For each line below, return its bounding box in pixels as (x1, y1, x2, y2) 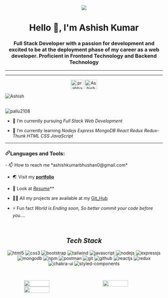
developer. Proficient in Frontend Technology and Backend (11, 53, 157, 60)
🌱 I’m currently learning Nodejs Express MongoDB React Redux (12, 128, 143, 134)
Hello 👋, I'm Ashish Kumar (29, 22, 139, 34)
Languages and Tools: (10, 150, 65, 157)
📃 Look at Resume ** (12, 185, 54, 191)
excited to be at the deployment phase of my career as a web (8, 46, 159, 53)
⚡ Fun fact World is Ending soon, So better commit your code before (12, 205, 153, 211)
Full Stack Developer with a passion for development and (13, 40, 155, 47)
